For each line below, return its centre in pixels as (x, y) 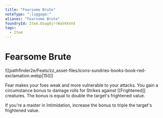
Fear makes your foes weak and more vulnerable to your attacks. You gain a (81, 85)
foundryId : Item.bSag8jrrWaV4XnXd (40, 23)
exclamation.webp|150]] (29, 75)
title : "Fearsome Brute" (30, 10)
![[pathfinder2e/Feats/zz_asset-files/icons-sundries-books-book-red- (76, 70)
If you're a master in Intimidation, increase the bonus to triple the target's (79, 105)
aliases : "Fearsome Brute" (33, 19)
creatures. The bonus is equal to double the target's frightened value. (75, 95)
